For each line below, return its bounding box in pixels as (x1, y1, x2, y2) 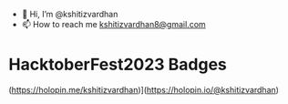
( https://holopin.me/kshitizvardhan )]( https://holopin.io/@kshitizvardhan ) (8, 84, 280, 95)
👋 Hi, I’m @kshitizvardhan (21, 9, 118, 19)
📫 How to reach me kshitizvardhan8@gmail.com (21, 19, 206, 29)
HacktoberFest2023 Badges (8, 55, 227, 75)
